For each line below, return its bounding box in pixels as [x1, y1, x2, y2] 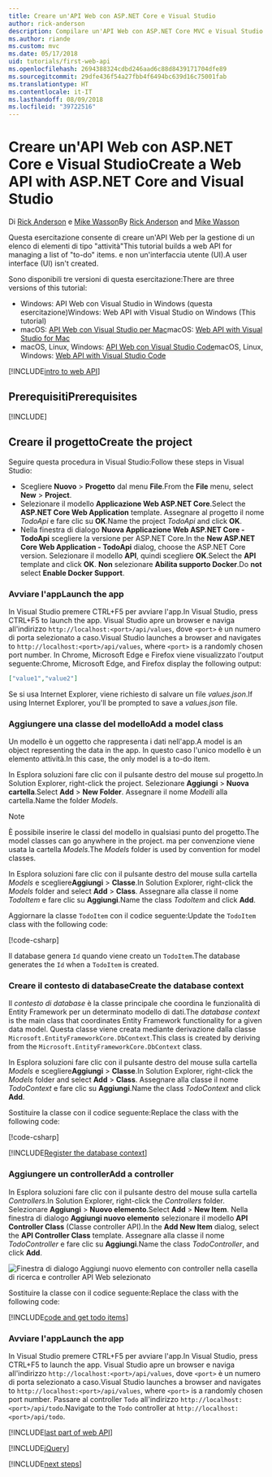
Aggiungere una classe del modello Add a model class [8, 718, 224, 729]
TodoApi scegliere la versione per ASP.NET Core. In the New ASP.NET [19, 533, 256, 543]
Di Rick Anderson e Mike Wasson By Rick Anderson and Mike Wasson [8, 217, 240, 226]
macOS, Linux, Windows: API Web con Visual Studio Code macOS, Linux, [19, 342, 264, 352]
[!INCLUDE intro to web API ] [8, 367, 101, 376]
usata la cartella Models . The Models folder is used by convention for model [8, 845, 261, 855]
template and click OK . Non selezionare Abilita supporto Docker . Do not [19, 559, 262, 569]
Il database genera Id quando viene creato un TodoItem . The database [8, 951, 241, 961]
